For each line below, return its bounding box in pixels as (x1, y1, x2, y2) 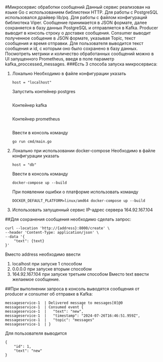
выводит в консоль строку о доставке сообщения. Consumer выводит (5, 30, 151, 36)
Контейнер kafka (12, 102, 47, 108)
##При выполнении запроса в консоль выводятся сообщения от (5, 286, 140, 292)
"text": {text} (14, 239, 45, 243)
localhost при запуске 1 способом (12, 261, 82, 266)
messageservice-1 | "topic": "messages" (5, 318, 95, 322)
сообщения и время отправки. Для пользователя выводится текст (5, 40, 144, 46)
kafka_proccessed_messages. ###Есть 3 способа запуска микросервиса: (5, 61, 158, 67)
